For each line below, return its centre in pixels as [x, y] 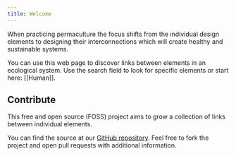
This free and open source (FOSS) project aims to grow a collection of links [116, 116]
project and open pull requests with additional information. [92, 145]
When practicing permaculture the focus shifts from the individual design [113, 34]
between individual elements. [50, 124]
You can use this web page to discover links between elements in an [107, 62]
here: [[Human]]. [32, 78]
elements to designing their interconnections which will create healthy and [115, 41]
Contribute [32, 100]
